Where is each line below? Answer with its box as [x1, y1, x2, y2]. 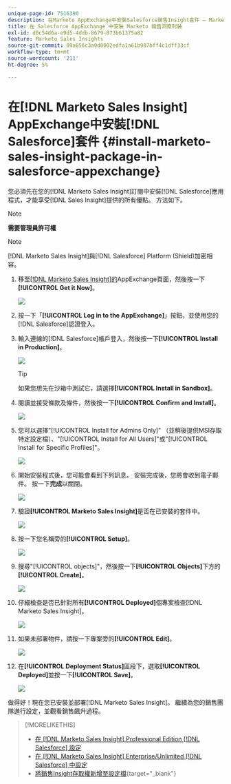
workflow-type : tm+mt [8, 49, 70, 56]
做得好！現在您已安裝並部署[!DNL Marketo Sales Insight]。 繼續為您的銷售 [8, 698, 217, 706]
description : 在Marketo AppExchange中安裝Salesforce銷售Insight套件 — [8, 17, 206, 23]
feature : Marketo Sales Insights [8, 36, 104, 43]
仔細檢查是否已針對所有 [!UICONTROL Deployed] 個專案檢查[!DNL [17, 598, 203, 606]
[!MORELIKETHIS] [24, 721, 76, 729]
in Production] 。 [17, 342, 66, 351]
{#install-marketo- [102, 134, 212, 149]
